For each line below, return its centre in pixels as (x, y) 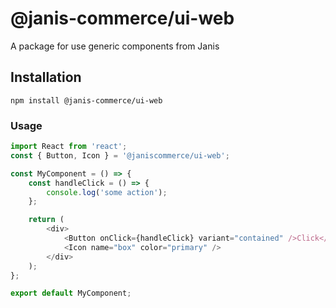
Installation (46, 77)
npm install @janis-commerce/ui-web (86, 100)
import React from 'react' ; (69, 147)
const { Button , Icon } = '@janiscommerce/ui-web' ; (120, 155)
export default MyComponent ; (71, 293)
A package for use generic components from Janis (115, 46)
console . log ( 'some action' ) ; (107, 192)
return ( (46, 220)
